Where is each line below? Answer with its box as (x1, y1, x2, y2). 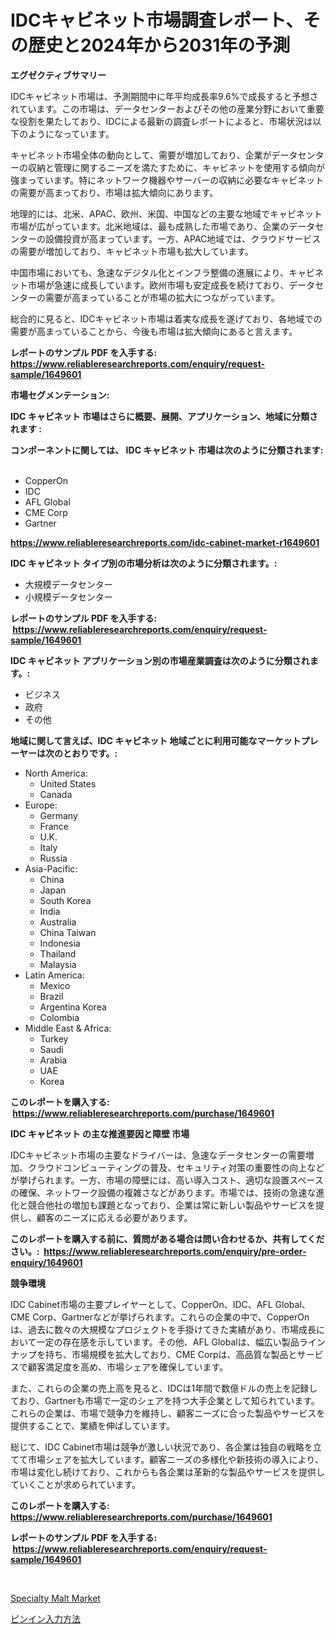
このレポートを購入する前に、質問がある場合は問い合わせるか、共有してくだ (10, 1232, 325, 1245)
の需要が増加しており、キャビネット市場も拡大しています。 (10, 245, 254, 257)
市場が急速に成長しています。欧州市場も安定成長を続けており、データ (27, 279, 316, 291)
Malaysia (39, 958, 77, 970)
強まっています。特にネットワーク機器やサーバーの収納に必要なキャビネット (10, 174, 325, 186)
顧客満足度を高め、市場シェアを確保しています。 (27, 1361, 229, 1373)
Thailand (39, 947, 77, 960)
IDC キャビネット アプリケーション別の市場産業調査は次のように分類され (10, 654, 310, 666)
